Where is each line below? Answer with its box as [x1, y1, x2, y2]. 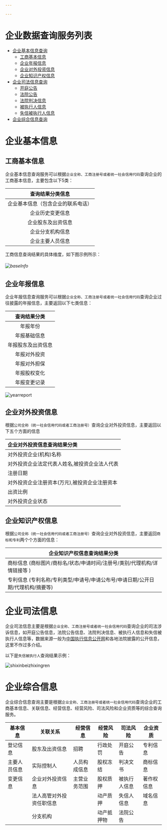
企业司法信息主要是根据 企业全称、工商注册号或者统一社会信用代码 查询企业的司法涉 [5, 623, 162, 629]
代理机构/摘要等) [14, 583, 53, 590]
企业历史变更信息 [30, 209, 71, 216]
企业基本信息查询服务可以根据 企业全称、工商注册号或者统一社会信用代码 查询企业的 [5, 171, 162, 177]
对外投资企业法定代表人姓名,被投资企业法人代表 [7, 460, 119, 467]
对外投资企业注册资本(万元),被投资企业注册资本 [7, 479, 118, 486]
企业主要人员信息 [30, 238, 71, 245]
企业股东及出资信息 [27, 219, 73, 226]
